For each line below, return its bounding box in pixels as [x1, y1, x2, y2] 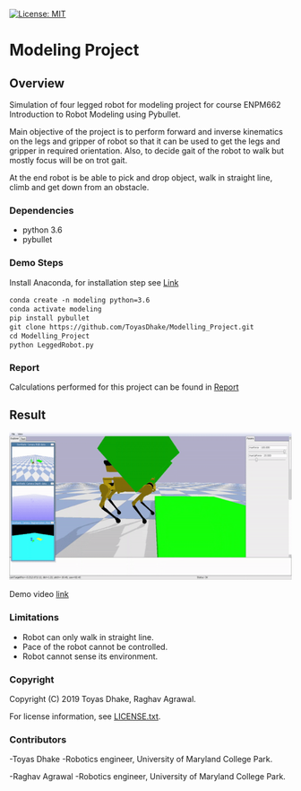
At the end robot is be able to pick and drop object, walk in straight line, [9, 172, 273, 183]
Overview [9, 75, 65, 91]
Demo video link [9, 589, 69, 600]
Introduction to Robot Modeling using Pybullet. [9, 109, 181, 119]
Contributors [9, 733, 67, 745]
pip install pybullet [9, 313, 90, 322]
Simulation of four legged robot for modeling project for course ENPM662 [9, 100, 281, 110]
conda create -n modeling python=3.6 [9, 295, 150, 304]
